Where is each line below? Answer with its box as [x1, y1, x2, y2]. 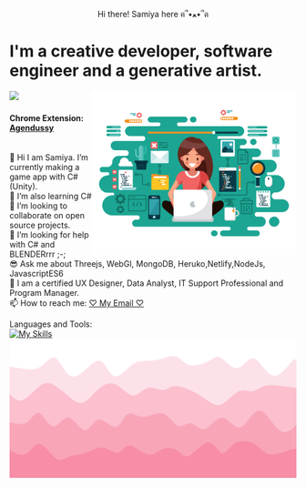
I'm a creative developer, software [9, 41, 273, 62]
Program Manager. [9, 288, 80, 299]
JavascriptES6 [9, 269, 64, 279]
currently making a [9, 162, 80, 173]
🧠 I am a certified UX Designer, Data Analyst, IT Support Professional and [9, 278, 284, 289]
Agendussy [9, 122, 55, 133]
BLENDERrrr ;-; [9, 249, 66, 259]
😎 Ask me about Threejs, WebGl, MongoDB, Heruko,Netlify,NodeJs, [9, 259, 266, 269]
